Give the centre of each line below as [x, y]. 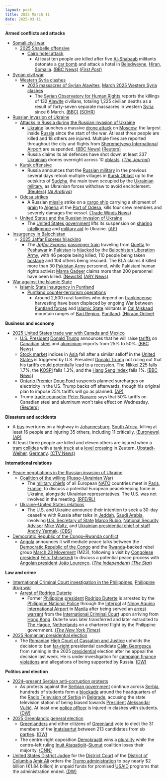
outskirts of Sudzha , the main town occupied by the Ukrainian [90, 181]
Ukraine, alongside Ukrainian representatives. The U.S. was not [92, 494]
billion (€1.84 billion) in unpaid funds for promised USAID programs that [85, 766]
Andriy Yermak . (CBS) [49, 531]
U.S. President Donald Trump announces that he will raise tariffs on [88, 338]
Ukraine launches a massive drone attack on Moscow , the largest [94, 128]
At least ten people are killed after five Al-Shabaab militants [95, 59]
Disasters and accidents [31, 417]
